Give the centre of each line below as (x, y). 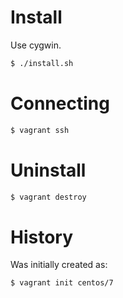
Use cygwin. (36, 45)
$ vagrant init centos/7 (62, 283)
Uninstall (48, 170)
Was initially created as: (59, 265)
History (42, 237)
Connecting (60, 103)
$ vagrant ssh (40, 130)
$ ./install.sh (42, 63)
